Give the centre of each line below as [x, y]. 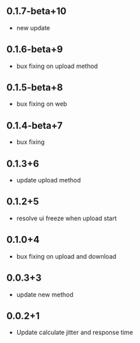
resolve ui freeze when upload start [67, 218]
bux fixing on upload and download [66, 256]
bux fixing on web [42, 104]
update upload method [49, 180]
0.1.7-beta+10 [36, 11]
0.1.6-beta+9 [35, 50]
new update [33, 27]
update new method [45, 294]
